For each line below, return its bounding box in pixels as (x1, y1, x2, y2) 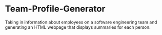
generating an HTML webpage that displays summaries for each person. (5, 24, 151, 30)
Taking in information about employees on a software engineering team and (5, 19, 157, 25)
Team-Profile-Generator (5, 3, 106, 14)
